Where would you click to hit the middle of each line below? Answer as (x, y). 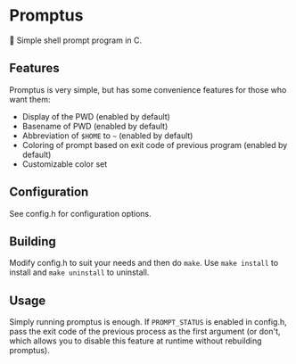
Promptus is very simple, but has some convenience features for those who (148, 89)
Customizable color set (65, 164)
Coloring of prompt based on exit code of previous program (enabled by (155, 145)
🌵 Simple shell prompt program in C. (76, 40)
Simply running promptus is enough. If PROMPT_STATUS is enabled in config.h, (148, 322)
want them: (30, 99)
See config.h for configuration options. (80, 213)
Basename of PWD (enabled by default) (95, 126)
